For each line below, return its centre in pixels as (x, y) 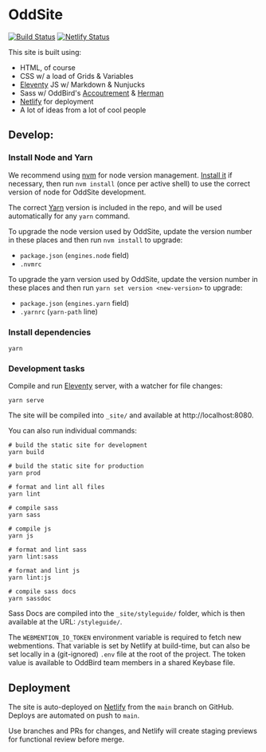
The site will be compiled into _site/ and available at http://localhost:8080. (131, 415)
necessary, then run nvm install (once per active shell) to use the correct (129, 183)
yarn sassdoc (30, 599)
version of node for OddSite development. (77, 192)
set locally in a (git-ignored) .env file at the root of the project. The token (127, 654)
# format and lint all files (57, 488)
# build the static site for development (78, 445)
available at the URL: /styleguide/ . (65, 622)
